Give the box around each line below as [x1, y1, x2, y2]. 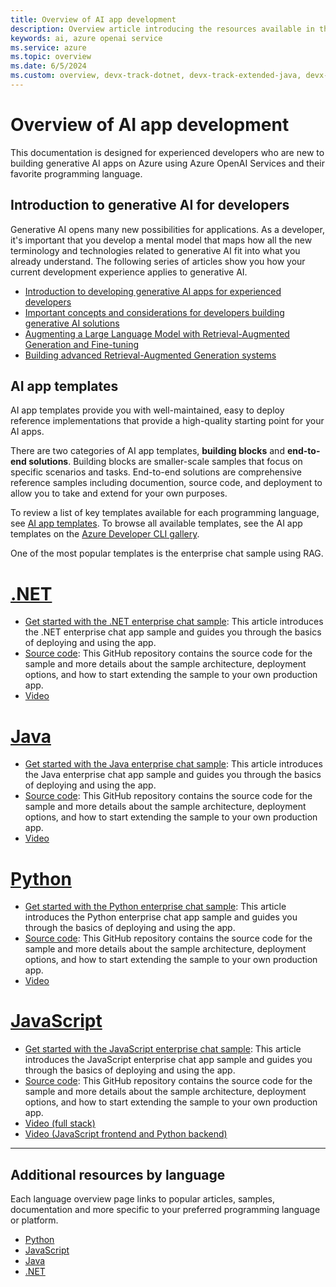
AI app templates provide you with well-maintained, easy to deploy [10, 404, 285, 416]
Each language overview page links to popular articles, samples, [10, 1193, 276, 1205]
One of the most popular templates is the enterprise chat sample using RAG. [10, 547, 324, 560]
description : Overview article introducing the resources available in [10, 24, 315, 34]
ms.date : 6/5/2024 [10, 61, 87, 71]
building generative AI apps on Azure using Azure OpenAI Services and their [10, 157, 325, 169]
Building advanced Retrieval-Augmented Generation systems [24, 349, 277, 361]
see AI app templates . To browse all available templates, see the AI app [10, 517, 303, 530]
